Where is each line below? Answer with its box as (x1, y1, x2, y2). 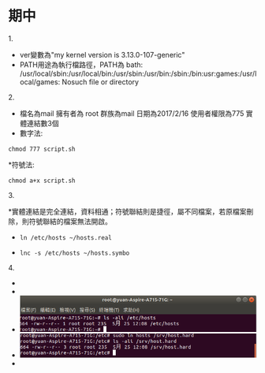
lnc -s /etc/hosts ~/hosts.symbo (19, 249, 130, 257)
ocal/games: (19, 76, 61, 87)
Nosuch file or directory (62, 76, 140, 87)
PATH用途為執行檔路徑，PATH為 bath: (19, 60, 144, 69)
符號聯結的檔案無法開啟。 (28, 216, 112, 226)
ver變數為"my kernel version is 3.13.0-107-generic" (19, 50, 185, 59)
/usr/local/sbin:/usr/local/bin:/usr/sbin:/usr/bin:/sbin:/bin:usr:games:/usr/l (19, 69, 257, 78)
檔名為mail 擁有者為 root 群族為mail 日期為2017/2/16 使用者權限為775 (19, 108, 244, 118)
